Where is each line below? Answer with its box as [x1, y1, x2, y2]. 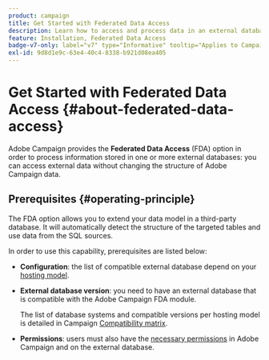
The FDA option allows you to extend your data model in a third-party [8, 214, 237, 223]
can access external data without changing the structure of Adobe [8, 161, 227, 170]
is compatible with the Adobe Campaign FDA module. [19, 294, 197, 304]
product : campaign [8, 11, 70, 20]
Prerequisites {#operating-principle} [8, 193, 195, 206]
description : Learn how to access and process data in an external [8, 26, 239, 34]
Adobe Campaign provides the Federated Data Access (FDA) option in [8, 143, 242, 153]
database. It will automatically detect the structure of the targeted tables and [8, 222, 261, 232]
